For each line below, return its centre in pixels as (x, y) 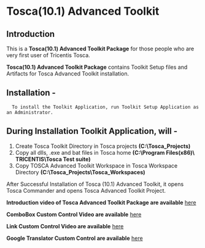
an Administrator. (30, 112)
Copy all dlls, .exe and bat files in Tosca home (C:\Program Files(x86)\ (105, 152)
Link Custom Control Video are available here (65, 226)
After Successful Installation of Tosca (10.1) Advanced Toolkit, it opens (95, 184)
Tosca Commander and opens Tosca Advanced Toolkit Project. (86, 190)
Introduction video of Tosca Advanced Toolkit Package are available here (101, 202)
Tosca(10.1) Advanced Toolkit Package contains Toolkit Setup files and (97, 67)
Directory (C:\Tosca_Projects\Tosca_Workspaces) (80, 172)
